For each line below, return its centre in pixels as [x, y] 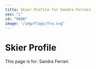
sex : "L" [14, 14]
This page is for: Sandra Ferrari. [37, 62]
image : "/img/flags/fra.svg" [35, 23]
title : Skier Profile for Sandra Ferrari [48, 10]
